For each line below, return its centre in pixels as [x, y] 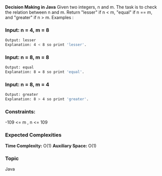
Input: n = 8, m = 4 [27, 85]
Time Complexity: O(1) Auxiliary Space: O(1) [51, 146]
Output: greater [22, 95]
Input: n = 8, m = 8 [27, 57]
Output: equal [20, 67]
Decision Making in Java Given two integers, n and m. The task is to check [81, 7]
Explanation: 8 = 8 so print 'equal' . [45, 72]
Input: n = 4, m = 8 [27, 30]
